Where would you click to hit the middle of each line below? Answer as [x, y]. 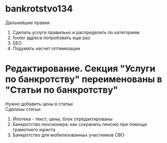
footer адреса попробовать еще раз [51, 38]
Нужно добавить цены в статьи [39, 104]
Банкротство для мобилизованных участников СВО [68, 135]
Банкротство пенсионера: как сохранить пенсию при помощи [80, 124]
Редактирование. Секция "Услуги [80, 69]
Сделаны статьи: [23, 109]
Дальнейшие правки [27, 23]
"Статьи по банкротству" [62, 90]
